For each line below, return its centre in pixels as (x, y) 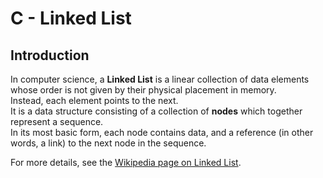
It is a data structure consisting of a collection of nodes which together (156, 111)
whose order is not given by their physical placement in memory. (143, 90)
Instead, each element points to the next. (94, 100)
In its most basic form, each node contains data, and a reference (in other (162, 132)
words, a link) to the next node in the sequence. (108, 143)
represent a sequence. (57, 121)
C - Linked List (71, 18)
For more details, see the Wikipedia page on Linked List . (126, 162)
